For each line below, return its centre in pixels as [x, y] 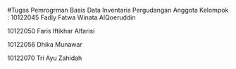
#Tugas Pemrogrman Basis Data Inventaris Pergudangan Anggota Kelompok [118, 10]
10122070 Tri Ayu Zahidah [45, 58]
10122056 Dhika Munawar [45, 44]
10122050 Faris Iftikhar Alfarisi [51, 31]
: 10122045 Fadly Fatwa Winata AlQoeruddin [72, 17]
